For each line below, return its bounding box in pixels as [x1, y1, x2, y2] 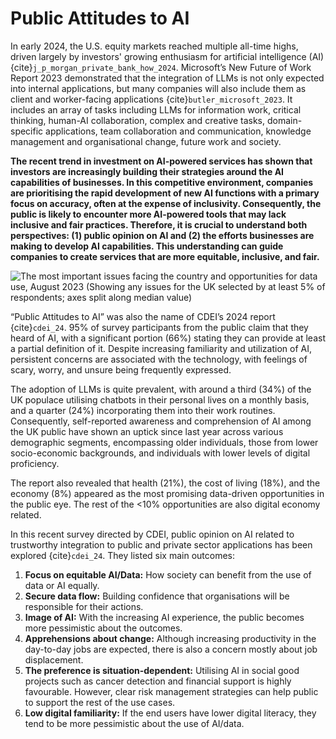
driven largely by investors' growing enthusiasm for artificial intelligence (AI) [10, 50, 325, 62]
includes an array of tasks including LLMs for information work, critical [10, 103, 302, 116]
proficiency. [10, 457, 60, 469]
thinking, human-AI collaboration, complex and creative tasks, [10, 114, 265, 126]
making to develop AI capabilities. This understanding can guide [10, 240, 284, 252]
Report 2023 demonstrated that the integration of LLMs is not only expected [10, 72, 325, 84]
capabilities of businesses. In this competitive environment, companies [10, 176, 314, 188]
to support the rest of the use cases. [24, 696, 176, 708]
